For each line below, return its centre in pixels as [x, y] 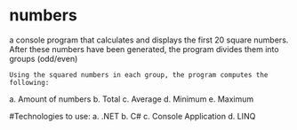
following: [29, 82]
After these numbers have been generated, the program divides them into [144, 49]
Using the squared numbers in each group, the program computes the [139, 75]
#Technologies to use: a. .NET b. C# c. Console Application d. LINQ [132, 116]
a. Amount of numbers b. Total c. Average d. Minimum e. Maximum [132, 99]
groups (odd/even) [44, 58]
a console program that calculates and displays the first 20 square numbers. [149, 40]
